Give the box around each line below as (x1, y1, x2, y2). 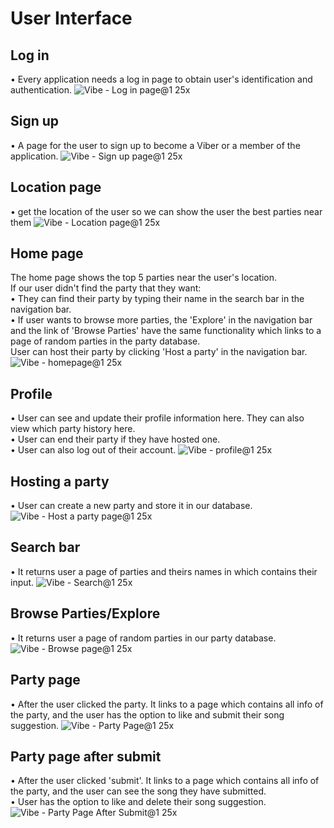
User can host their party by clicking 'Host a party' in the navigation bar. (10, 346, 308, 358)
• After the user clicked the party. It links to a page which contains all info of (10, 698, 324, 710)
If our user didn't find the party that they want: (10, 282, 202, 294)
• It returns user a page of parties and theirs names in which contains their (10, 565, 318, 577)
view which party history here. (10, 423, 136, 435)
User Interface (10, 7, 133, 30)
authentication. (10, 84, 73, 96)
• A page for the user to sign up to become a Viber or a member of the (10, 139, 301, 151)
